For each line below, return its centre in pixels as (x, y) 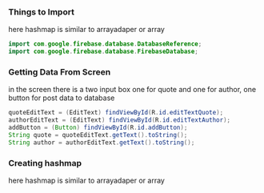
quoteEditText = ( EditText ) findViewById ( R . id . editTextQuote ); (116, 113)
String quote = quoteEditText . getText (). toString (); (98, 135)
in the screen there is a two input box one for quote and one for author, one (132, 90)
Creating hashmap (45, 163)
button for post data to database (62, 98)
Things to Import (41, 12)
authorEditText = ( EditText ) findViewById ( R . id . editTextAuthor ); (120, 120)
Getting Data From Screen (60, 72)
